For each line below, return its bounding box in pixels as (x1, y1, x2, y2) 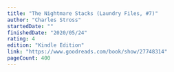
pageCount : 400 (7, 55, 51, 62)
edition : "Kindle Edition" (7, 42, 85, 49)
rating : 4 (7, 36, 36, 43)
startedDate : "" (7, 23, 54, 29)
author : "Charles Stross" (7, 16, 81, 23)
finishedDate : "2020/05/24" (7, 29, 88, 36)
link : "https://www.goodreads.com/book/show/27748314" (7, 49, 168, 56)
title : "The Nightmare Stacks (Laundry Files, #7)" (7, 10, 158, 17)
